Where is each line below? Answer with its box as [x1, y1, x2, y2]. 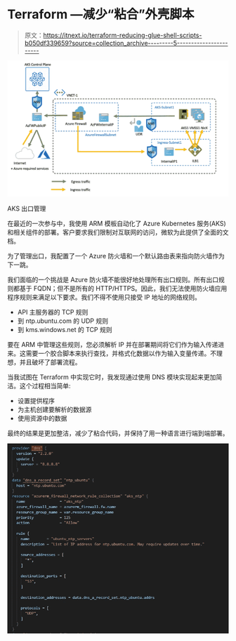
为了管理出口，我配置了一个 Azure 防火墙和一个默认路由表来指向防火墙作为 [7, 251, 225, 260]
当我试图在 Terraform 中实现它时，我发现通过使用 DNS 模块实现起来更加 [7, 373, 216, 381]
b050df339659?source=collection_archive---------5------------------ [24, 39, 228, 47]
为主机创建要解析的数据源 [17, 405, 92, 414]
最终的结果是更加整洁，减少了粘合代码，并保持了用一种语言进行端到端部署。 [7, 429, 229, 437]
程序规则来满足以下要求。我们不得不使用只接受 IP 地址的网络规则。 [7, 293, 202, 301]
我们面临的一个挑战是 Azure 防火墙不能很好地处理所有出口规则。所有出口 [7, 275, 219, 284]
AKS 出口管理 [7, 204, 46, 213]
